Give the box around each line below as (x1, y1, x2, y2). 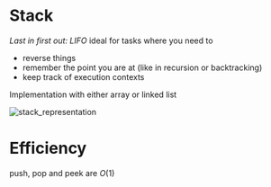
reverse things (22, 52, 77, 63)
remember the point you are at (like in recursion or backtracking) (22, 62, 263, 73)
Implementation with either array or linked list (9, 89, 177, 100)
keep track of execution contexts (22, 71, 145, 82)
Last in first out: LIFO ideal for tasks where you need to (9, 35, 213, 46)
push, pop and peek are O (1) (9, 167, 115, 178)
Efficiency (9, 138, 87, 158)
